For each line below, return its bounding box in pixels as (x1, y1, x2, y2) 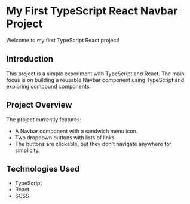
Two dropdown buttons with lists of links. (14, 133, 117, 141)
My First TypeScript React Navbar (6, 4, 178, 18)
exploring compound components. (6, 83, 91, 90)
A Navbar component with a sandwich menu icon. (14, 127, 138, 135)
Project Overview (6, 100, 72, 110)
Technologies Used (6, 163, 79, 174)
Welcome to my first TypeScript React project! (6, 36, 120, 44)
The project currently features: (6, 115, 82, 123)
